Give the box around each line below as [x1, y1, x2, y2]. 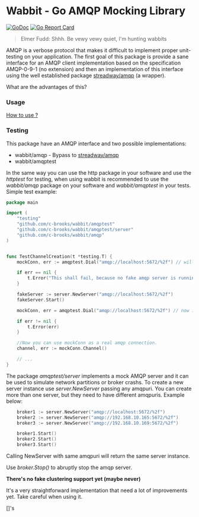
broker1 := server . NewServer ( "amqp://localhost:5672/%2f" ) [17, 409, 166, 415]
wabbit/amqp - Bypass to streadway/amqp [14, 151, 120, 158]
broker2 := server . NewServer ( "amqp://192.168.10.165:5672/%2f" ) [17, 415, 179, 420]
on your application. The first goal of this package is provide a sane [24, 53, 189, 60]
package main [6, 200, 38, 205]
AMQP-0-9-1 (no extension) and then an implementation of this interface [6, 65, 184, 72]
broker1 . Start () [17, 431, 57, 436]
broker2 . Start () [17, 436, 57, 442]
